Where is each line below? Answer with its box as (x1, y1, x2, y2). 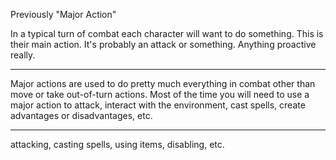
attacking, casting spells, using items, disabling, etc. (10, 139, 225, 150)
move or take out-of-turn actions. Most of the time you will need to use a (10, 89, 310, 100)
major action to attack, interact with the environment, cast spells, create (10, 99, 306, 111)
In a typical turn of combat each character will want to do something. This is (10, 28, 324, 39)
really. (10, 49, 36, 61)
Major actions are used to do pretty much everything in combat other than (10, 78, 316, 89)
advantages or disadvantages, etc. (10, 110, 153, 121)
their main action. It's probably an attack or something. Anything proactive (10, 39, 317, 50)
